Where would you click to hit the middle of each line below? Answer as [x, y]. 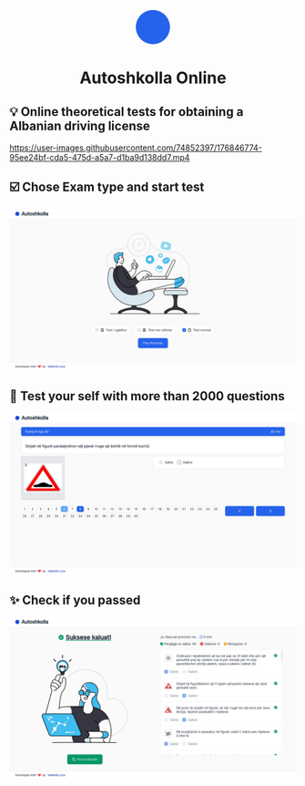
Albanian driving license [80, 125]
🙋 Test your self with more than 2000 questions [147, 396]
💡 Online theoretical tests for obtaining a [127, 112]
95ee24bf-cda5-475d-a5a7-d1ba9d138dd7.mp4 [100, 157]
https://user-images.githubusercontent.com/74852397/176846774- [136, 148]
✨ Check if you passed [75, 600]
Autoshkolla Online [153, 78]
